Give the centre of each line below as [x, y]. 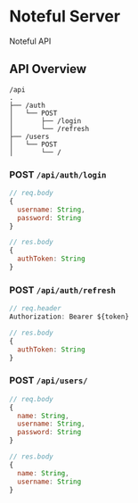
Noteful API [30, 41]
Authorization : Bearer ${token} [69, 317]
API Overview [48, 69]
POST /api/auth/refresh [62, 290]
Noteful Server [65, 16]
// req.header [36, 309]
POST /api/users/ [49, 381]
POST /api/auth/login [58, 174]
